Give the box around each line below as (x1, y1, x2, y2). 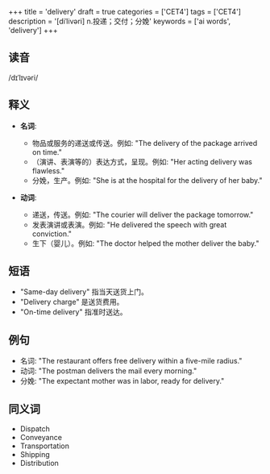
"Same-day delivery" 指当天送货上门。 (19, 287, 149, 297)
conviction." (31, 229, 73, 239)
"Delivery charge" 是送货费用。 (19, 297, 124, 307)
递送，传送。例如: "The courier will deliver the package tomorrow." (31, 210, 254, 219)
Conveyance (19, 433, 63, 443)
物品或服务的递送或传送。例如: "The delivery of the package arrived (31, 138, 258, 148)
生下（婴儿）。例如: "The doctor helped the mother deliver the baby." (31, 238, 260, 248)
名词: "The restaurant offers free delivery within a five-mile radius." (19, 356, 243, 366)
